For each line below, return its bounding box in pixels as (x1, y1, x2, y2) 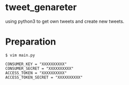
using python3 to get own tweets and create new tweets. (5, 18, 124, 24)
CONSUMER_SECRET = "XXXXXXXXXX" (5, 66, 74, 71)
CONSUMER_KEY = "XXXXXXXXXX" (5, 61, 67, 67)
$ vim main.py (5, 53, 36, 58)
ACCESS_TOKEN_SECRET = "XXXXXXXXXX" (5, 75, 83, 80)
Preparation (5, 36, 56, 48)
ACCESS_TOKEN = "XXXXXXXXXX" (5, 70, 67, 75)
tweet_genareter (5, 2, 77, 13)
